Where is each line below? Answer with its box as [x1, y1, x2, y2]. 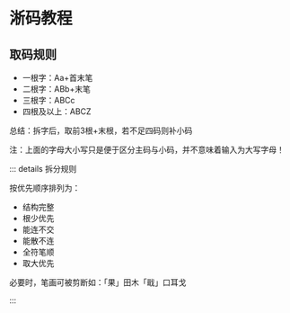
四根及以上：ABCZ [22, 106, 92, 117]
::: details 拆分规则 [9, 164, 77, 174]
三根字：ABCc [22, 95, 75, 105]
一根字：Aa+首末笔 [22, 73, 93, 83]
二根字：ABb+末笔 [22, 84, 92, 94]
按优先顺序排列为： [9, 183, 81, 193]
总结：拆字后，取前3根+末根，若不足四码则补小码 [9, 125, 193, 136]
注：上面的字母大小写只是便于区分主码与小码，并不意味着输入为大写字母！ [9, 145, 285, 155]
